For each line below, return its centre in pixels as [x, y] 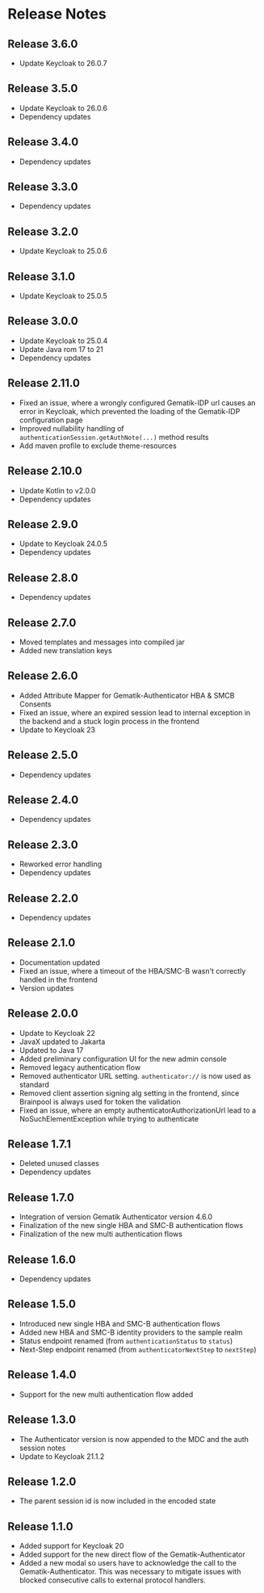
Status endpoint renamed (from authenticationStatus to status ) [126, 1340]
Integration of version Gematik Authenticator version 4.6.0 [116, 1217]
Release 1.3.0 [42, 1420]
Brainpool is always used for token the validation [100, 1101]
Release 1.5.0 [42, 1304]
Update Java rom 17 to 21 [61, 349]
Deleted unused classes [59, 1163]
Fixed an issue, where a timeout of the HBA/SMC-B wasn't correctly [132, 970]
